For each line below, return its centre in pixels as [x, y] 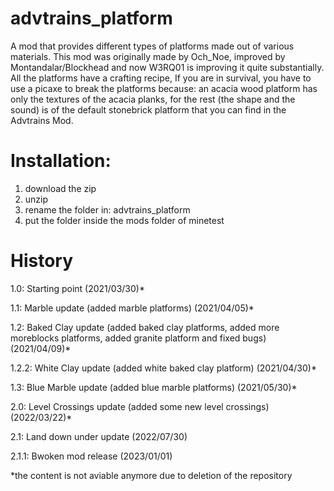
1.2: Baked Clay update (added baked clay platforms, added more [145, 327]
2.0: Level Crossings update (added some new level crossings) [140, 406]
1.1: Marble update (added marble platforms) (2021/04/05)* [132, 308]
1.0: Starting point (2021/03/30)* [77, 288]
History [42, 261]
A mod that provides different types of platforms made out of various [152, 46]
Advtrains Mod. [42, 120]
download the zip [60, 188]
